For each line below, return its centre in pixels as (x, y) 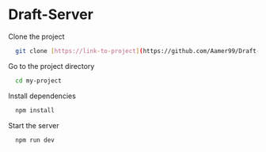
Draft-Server (51, 15)
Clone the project (36, 36)
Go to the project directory (51, 66)
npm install (35, 110)
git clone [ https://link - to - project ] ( (80, 51)
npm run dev (35, 140)
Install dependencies (42, 96)
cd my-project (38, 81)
